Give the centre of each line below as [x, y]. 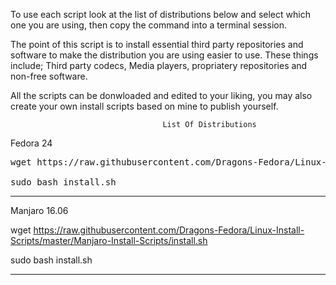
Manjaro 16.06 [39, 210]
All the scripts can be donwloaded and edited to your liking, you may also [161, 95]
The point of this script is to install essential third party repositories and [157, 44]
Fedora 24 [31, 143]
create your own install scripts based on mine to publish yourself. [144, 106]
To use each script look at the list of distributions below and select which [160, 14]
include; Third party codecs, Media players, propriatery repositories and [159, 65]
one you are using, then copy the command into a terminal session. [148, 25]
